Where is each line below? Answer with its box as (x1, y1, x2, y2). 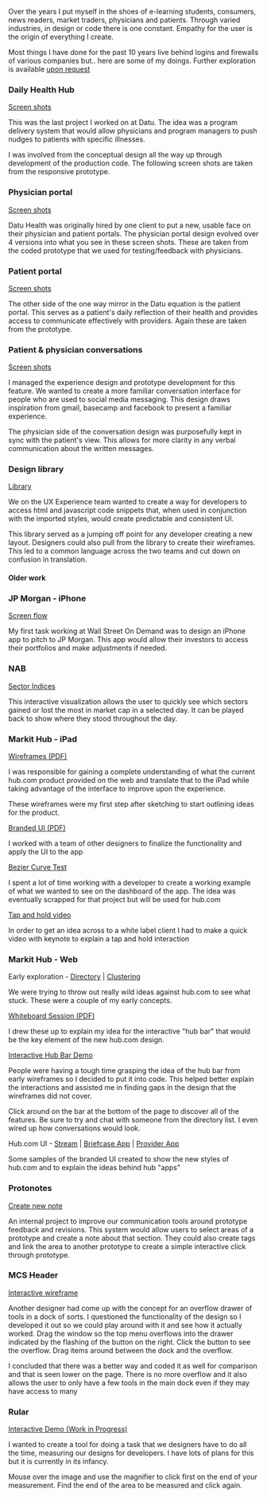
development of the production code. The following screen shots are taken (8, 158, 253, 168)
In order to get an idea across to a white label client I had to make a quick (8, 925, 248, 935)
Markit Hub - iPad (8, 733, 78, 745)
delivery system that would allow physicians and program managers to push (8, 126, 257, 136)
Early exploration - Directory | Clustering (8, 972, 141, 982)
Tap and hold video (8, 910, 72, 920)
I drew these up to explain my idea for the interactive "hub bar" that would (8, 1026, 250, 1037)
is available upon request (8, 64, 91, 74)
